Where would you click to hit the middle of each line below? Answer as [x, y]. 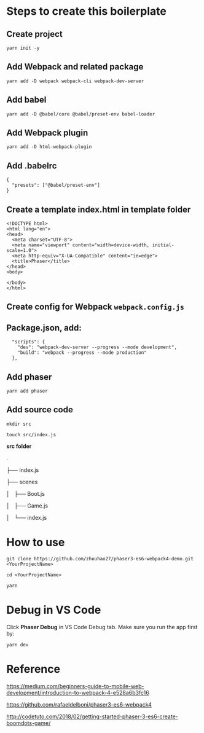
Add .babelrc [32, 166]
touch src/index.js [31, 434]
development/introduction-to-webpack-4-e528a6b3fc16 [78, 692]
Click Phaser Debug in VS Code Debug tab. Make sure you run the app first [102, 627]
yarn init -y [23, 48]
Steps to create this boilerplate [87, 11]
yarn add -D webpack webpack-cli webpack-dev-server [75, 81]
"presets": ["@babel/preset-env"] [56, 186]
